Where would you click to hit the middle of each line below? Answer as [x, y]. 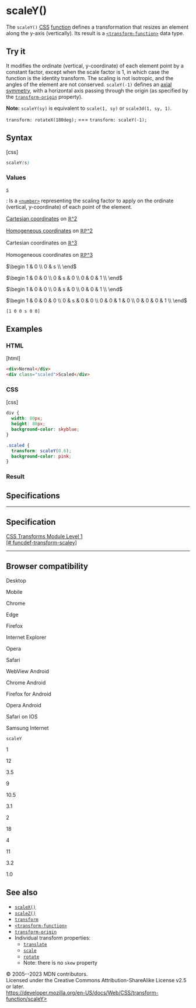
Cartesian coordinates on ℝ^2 [42, 218]
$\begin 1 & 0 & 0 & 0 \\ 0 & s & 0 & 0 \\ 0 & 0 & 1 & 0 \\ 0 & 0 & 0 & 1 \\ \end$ [97, 300]
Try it [16, 52]
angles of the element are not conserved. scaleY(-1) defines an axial [89, 84]
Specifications [33, 496]
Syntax [19, 138]
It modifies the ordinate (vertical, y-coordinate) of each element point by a [95, 66]
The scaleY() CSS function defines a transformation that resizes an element [97, 27]
